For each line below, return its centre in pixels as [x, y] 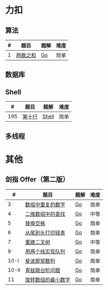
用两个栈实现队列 [45, 251]
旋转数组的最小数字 [47, 279]
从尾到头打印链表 [45, 232]
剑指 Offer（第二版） [37, 180]
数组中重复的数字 [45, 204]
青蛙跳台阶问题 [42, 270]
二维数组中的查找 [45, 214]
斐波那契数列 [40, 261]
